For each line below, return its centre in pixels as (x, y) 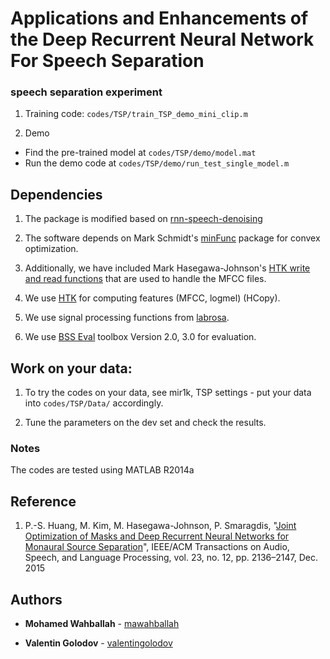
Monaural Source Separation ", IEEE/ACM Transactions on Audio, (157, 547)
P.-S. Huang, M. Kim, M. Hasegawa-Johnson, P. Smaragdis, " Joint (160, 526)
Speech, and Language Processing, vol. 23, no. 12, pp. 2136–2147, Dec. (171, 558)
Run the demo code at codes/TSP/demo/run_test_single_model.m (157, 163)
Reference (43, 501)
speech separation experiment (86, 92)
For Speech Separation (107, 61)
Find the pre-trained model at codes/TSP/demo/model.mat (140, 153)
